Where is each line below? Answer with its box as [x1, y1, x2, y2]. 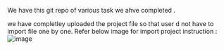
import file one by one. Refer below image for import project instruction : [7, 27, 218, 35]
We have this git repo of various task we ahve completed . [7, 6, 176, 14]
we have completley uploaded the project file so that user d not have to [7, 20, 214, 27]
